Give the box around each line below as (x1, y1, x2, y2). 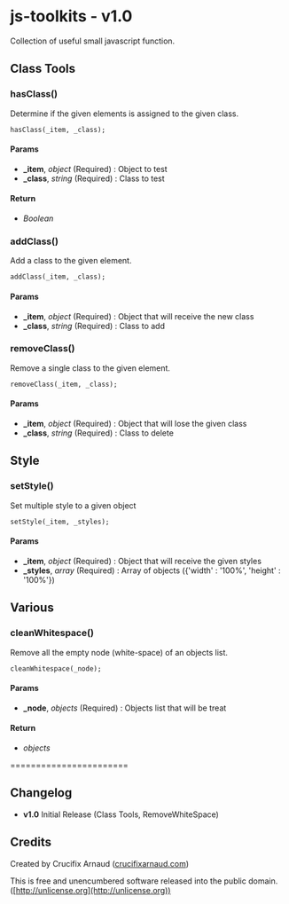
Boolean (22, 213, 54, 224)
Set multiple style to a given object (10, 499, 137, 511)
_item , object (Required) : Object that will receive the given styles (22, 555, 262, 566)
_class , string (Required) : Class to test (22, 173, 165, 184)
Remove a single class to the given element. (10, 362, 171, 373)
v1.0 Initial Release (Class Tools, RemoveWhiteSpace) (22, 809, 220, 820)
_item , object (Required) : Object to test (22, 163, 168, 174)
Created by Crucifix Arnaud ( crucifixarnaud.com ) (10, 858, 190, 869)
